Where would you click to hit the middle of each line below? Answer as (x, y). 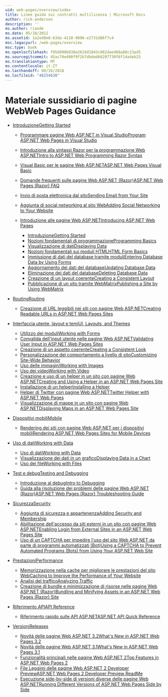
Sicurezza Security (32, 503)
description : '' (22, 24)
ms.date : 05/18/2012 (27, 33)
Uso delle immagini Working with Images (62, 365)
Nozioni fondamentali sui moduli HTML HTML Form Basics (88, 251)
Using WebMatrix (46, 289)
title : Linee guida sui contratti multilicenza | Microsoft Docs (75, 15)
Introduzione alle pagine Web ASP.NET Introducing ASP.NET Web (88, 220)
